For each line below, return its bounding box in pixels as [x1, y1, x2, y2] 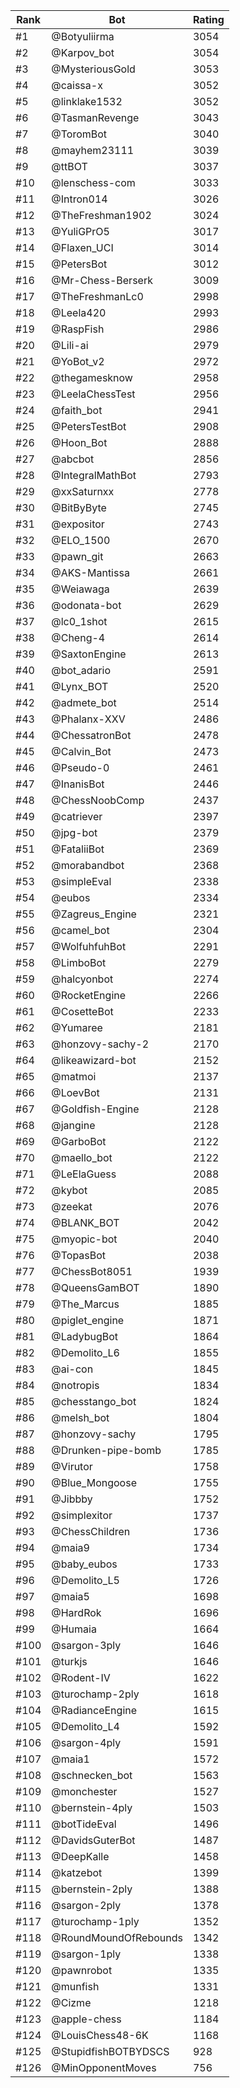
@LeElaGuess [51, 1167, 117, 1181]
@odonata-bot [51, 599, 122, 612]
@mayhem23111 [51, 144, 135, 157]
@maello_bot [51, 1151, 113, 1164]
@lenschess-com [51, 176, 136, 189]
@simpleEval [51, 875, 112, 888]
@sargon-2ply [51, 1899, 122, 1912]
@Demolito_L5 [51, 1574, 120, 1587]
